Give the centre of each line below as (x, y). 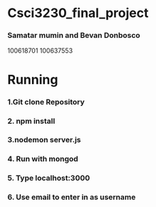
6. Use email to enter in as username (72, 197)
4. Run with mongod (43, 159)
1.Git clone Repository (46, 102)
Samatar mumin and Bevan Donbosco (74, 36)
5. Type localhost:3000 (49, 178)
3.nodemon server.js (44, 140)
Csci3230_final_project (78, 13)
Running (33, 79)
